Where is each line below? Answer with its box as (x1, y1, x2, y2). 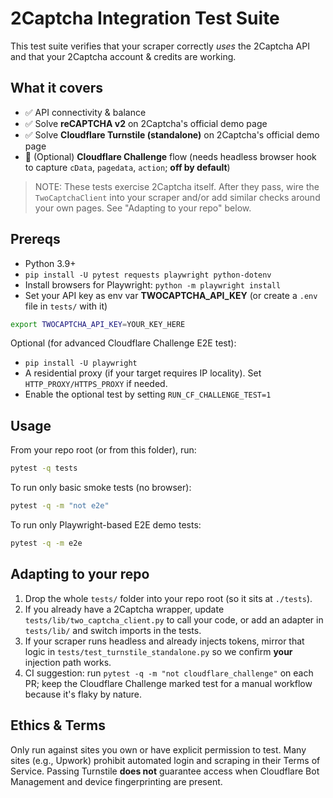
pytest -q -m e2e (10, 538, 83, 548)
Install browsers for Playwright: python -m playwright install (24, 278, 282, 291)
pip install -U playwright (24, 358, 138, 369)
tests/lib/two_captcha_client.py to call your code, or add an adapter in (24, 613, 324, 626)
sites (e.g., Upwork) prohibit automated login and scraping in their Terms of (10, 754, 321, 766)
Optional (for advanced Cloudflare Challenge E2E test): (10, 337, 237, 349)
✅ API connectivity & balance (24, 106, 147, 118)
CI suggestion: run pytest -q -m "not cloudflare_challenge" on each (24, 667, 314, 679)
